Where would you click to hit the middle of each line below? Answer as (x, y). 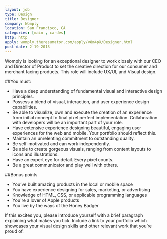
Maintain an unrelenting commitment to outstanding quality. (74, 138)
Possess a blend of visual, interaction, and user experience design (81, 101)
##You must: (18, 81)
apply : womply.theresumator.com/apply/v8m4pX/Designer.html (69, 42)
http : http (16, 38)
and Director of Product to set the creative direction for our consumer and (81, 66)
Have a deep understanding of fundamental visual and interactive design (87, 91)
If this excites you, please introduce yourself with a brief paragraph (74, 215)
